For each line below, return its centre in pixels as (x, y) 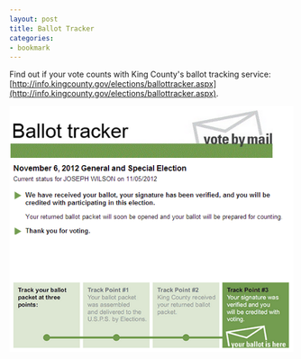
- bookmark (30, 48)
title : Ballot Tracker (52, 28)
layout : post (34, 19)
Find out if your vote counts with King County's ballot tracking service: (141, 74)
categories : (32, 38)
